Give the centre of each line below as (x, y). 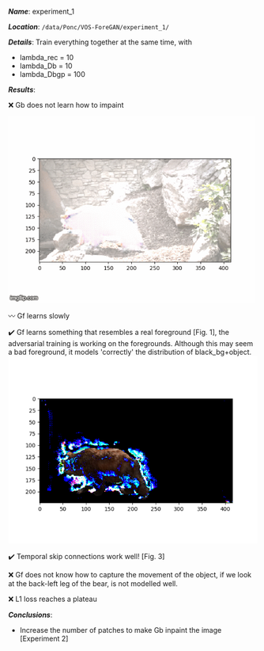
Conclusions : (30, 615)
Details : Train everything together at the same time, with (100, 42)
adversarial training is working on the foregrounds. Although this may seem (131, 343)
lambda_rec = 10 (47, 57)
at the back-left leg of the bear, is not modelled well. (93, 584)
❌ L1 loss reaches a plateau (53, 599)
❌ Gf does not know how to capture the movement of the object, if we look (130, 575)
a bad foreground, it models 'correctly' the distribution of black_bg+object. (130, 352)
